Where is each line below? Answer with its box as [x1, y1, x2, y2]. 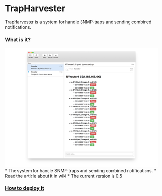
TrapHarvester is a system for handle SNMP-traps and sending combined [5, 19, 152, 25]
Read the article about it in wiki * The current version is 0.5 [5, 173, 123, 178]
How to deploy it [5, 185, 45, 192]
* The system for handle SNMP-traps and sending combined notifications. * [5, 167, 157, 173]
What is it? [5, 36, 31, 43]
